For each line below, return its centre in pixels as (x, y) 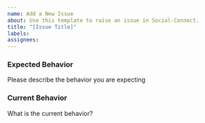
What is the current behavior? (50, 113)
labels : (19, 33)
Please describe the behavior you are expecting (77, 80)
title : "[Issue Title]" (42, 27)
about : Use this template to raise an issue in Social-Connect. (103, 20)
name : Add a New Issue (40, 14)
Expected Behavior (40, 65)
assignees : (23, 40)
